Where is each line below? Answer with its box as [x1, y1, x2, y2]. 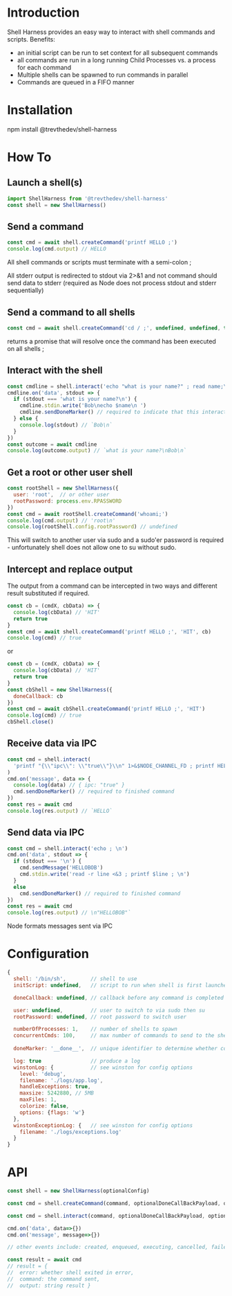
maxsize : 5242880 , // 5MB [19, 1090, 95, 1097]
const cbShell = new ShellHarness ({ [7, 686, 113, 693]
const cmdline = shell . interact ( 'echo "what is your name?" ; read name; [7, 383, 224, 390]
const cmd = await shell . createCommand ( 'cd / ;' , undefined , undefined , [7, 325, 221, 332]
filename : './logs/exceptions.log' [19, 1128, 122, 1135]
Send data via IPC [7, 827, 85, 838]
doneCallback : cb [13, 692, 64, 700]
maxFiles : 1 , [19, 1096, 57, 1104]
